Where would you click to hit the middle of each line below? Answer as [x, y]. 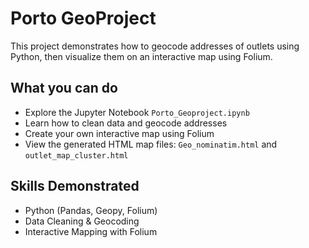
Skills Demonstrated [75, 186]
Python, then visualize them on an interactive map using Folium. [141, 56]
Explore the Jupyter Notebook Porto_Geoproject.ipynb [137, 112]
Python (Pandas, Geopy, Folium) [91, 210]
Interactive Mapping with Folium [91, 231]
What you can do [64, 88]
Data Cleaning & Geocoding [82, 221]
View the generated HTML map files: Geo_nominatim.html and [151, 144]
